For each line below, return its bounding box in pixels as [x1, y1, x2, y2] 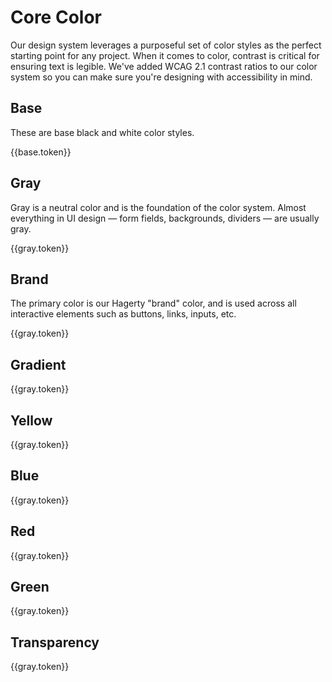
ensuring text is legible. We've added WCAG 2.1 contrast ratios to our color [10, 60, 318, 72]
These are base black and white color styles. [10, 126, 195, 138]
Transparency [10, 634, 100, 651]
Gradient [10, 356, 67, 373]
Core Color [10, 6, 102, 29]
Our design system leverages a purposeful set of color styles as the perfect [10, 39, 322, 51]
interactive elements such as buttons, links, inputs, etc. [10, 308, 237, 320]
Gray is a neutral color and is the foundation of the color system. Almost [10, 201, 307, 213]
